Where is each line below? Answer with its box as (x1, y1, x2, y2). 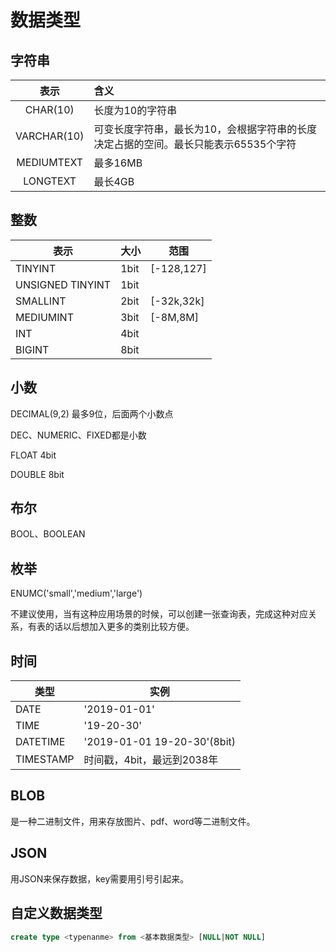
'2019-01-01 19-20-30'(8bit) (83, 735, 236, 749)
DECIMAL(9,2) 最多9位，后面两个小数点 (10, 407, 174, 420)
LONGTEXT (23, 174, 77, 188)
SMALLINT (15, 294, 67, 308)
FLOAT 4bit (10, 449, 57, 461)
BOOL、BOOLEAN (10, 528, 86, 540)
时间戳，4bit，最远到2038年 (83, 753, 219, 767)
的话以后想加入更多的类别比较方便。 (44, 621, 195, 633)
